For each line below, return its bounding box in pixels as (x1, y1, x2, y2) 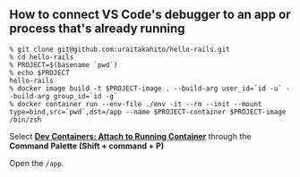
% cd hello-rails (9, 53, 74, 62)
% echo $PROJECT (9, 68, 70, 77)
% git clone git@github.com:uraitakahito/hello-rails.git (9, 45, 230, 54)
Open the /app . (9, 157, 64, 168)
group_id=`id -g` (53, 91, 118, 101)
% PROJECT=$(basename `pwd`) (9, 60, 118, 70)
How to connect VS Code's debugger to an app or (9, 7, 291, 22)
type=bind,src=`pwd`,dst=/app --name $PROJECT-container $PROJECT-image (9, 107, 287, 116)
